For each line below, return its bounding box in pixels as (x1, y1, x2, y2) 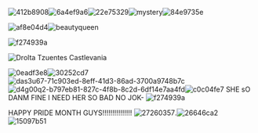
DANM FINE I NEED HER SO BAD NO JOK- (8, 93, 144, 102)
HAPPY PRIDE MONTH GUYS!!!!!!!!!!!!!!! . (8, 108, 177, 117)
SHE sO (226, 84, 251, 94)
